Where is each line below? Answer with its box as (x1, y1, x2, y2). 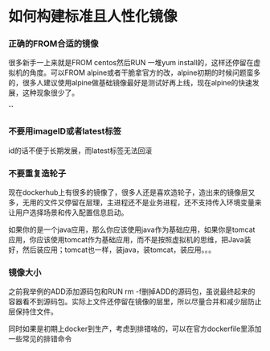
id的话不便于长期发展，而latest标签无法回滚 (8, 146, 153, 155)
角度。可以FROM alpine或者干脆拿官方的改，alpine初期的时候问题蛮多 (29, 68, 261, 77)
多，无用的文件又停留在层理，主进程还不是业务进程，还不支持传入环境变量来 (8, 198, 262, 208)
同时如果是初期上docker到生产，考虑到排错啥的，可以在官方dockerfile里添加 (8, 324, 262, 334)
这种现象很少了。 (22, 88, 79, 97)
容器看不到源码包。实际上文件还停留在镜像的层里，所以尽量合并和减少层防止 (8, 297, 262, 307)
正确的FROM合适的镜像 (8, 38, 99, 49)
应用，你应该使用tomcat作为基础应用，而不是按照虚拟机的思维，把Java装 (8, 235, 252, 245)
